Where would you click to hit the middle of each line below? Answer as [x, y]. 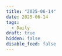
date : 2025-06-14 [27, 17]
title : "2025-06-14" [31, 11]
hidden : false [23, 38]
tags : [13, 22]
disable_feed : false [31, 44]
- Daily [21, 28]
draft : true [20, 33]
